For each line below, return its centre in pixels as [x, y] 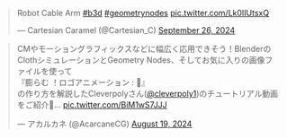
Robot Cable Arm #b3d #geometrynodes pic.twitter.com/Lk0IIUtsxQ [143, 13]
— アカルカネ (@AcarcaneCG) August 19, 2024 [104, 124]
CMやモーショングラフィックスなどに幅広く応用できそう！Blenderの [144, 49]
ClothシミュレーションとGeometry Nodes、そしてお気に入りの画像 [141, 60]
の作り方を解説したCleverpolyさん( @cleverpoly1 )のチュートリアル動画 [147, 94]
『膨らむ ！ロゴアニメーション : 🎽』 [83, 82]
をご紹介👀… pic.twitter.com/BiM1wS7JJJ [92, 105]
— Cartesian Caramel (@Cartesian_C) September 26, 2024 [126, 30]
